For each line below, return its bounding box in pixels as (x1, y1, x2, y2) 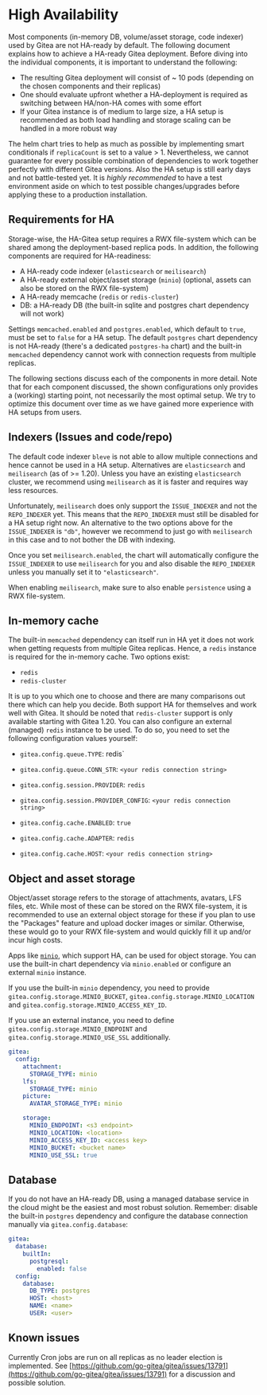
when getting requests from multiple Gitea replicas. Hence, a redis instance (8, 644, 257, 653)
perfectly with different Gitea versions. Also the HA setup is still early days (8, 164, 252, 174)
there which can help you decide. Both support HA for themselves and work (8, 699, 257, 710)
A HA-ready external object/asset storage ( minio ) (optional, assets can (19, 275, 252, 284)
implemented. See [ (8, 1361, 72, 1370)
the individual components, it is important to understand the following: (8, 57, 238, 67)
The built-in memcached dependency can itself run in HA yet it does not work (8, 635, 254, 645)
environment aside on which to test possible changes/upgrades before (8, 181, 240, 190)
